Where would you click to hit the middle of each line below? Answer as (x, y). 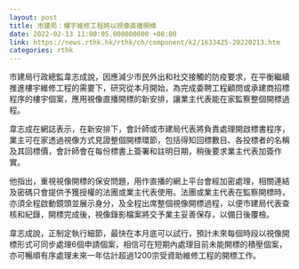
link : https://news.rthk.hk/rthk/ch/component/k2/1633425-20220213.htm (145, 42)
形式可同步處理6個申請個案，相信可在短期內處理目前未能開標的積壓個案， (152, 244)
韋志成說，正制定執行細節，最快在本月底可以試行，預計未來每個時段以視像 (145, 233)
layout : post (33, 17)
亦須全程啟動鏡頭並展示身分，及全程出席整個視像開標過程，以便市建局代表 (145, 203)
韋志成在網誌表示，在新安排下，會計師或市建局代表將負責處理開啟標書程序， (149, 129)
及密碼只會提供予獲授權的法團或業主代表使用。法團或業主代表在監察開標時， (149, 193)
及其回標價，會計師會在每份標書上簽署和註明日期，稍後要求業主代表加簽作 (145, 151)
